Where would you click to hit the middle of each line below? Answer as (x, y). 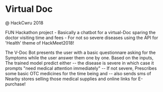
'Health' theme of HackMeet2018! (40, 43)
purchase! (15, 84)
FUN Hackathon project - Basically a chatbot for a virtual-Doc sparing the (80, 32)
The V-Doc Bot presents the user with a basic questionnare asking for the (81, 52)
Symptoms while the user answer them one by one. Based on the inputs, (79, 57)
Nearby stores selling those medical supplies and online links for (71, 79)
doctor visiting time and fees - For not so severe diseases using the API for (81, 38)
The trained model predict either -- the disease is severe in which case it (80, 63)
